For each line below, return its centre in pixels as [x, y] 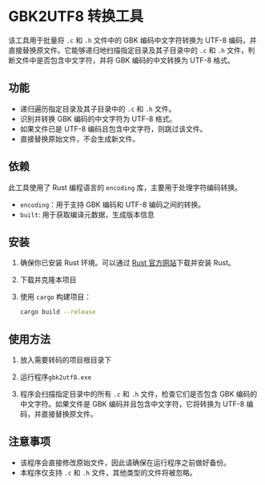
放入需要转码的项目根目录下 [66, 360]
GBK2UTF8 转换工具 [76, 16]
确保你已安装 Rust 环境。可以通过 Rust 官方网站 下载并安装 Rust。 [128, 263]
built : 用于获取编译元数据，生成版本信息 [87, 214]
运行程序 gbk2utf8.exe [56, 377]
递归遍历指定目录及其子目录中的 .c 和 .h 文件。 [98, 108]
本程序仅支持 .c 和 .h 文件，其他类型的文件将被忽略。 [108, 472]
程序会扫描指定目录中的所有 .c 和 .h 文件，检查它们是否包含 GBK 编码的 [139, 394]
